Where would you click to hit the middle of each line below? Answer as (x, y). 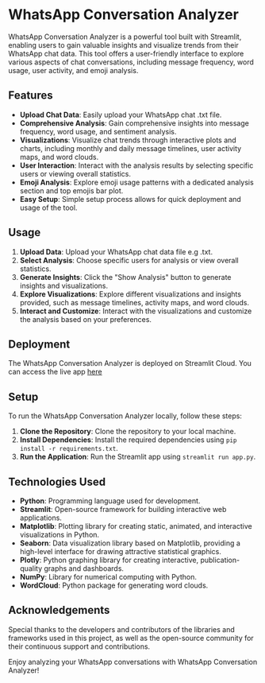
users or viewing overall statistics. (75, 173)
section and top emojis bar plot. (71, 190)
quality (31, 569)
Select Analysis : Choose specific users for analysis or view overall (129, 260)
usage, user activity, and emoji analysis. (73, 70)
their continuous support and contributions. (79, 646)
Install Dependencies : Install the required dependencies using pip (128, 440)
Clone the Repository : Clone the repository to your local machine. (128, 432)
